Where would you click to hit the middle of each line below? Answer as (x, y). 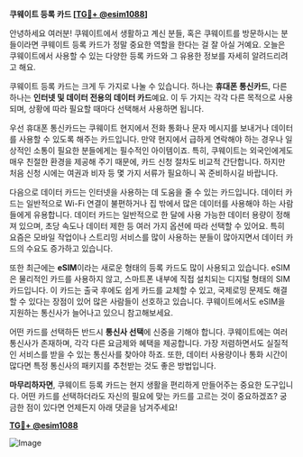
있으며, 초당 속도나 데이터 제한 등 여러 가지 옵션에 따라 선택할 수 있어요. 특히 (152, 226)
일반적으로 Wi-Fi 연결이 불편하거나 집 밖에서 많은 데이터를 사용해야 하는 (151, 203)
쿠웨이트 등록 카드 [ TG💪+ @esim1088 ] (79, 14)
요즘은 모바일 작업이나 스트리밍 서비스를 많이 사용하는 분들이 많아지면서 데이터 (147, 237)
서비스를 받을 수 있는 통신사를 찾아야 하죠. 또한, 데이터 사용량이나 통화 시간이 (153, 354)
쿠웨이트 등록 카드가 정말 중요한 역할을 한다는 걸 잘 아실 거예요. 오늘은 (163, 45)
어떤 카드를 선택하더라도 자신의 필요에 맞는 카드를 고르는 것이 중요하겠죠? (149, 396)
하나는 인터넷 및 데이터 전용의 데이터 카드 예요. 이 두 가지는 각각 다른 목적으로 (143, 97)
